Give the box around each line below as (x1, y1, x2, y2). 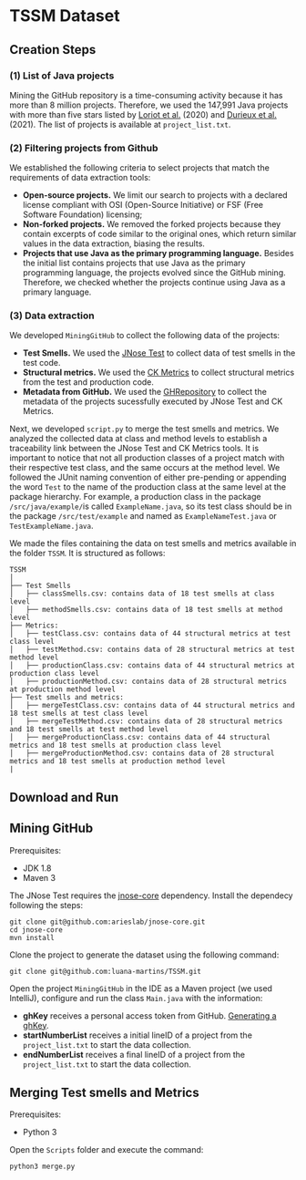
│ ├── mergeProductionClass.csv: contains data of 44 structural (9, 733, 271, 742)
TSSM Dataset (9, 5, 120, 26)
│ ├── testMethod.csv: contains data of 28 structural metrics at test (9, 645, 296, 655)
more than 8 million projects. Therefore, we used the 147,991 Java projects (9, 99, 289, 110)
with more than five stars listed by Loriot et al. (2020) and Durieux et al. (9, 109, 278, 119)
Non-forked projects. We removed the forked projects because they (22, 219, 281, 230)
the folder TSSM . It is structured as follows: (9, 548, 166, 559)
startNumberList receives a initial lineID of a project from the (22, 1030, 253, 1040)
